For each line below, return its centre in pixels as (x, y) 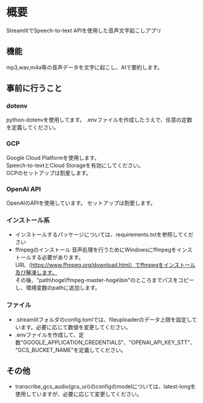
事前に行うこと (34, 88)
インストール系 (28, 220)
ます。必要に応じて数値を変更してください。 (76, 327)
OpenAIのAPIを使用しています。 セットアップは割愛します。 (81, 203)
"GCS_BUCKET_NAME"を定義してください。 (71, 350)
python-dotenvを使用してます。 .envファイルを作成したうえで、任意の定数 (99, 120)
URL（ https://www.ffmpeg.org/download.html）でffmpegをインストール (105, 265)
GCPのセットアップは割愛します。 (49, 173)
